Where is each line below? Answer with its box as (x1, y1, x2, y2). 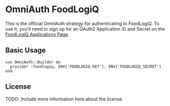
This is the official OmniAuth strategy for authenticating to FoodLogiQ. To (5, 20, 160, 26)
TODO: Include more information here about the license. (5, 96, 124, 102)
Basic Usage (5, 46, 46, 55)
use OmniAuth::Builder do (5, 60, 60, 65)
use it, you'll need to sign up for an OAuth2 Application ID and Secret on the (5, 25, 165, 32)
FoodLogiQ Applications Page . (5, 31, 70, 37)
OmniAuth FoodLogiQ (5, 4, 99, 15)
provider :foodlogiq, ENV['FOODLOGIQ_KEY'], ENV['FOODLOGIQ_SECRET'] (10, 64, 161, 69)
